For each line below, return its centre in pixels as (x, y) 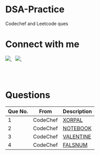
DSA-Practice (35, 9)
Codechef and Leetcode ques (37, 24)
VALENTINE (77, 137)
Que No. (18, 111)
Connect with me (42, 44)
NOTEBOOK (77, 128)
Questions (28, 95)
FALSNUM (75, 145)
